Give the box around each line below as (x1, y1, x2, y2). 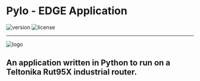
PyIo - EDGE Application (6, 4, 128, 18)
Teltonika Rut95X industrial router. (6, 67, 137, 77)
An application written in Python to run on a (6, 58, 171, 68)
